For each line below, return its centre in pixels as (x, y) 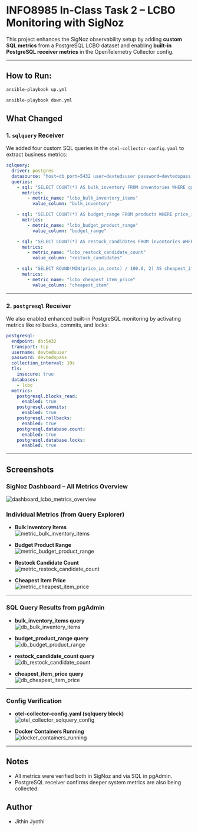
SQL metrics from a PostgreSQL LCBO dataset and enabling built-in (89, 45)
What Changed (34, 118)
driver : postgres (33, 171)
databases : (25, 379)
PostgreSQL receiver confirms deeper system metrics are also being (98, 782)
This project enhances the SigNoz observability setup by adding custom (94, 39)
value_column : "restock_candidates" (77, 258)
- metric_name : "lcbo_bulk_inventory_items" (83, 198)
